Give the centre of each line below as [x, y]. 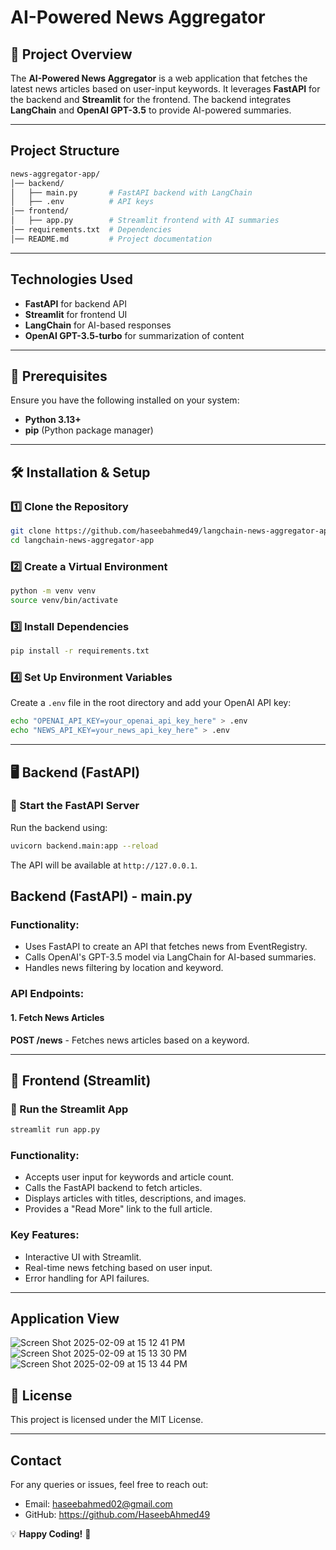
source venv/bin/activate [64, 601]
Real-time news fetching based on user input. [118, 1267]
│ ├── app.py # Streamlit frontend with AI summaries [145, 221]
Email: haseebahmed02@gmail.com [98, 1504]
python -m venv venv [53, 591]
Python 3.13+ [53, 420]
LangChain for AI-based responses [98, 325]
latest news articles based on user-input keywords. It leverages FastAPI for [165, 89]
